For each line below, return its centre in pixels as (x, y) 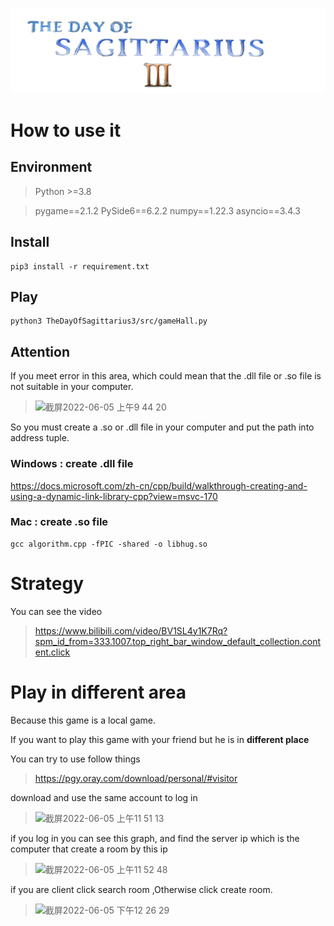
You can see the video (56, 611)
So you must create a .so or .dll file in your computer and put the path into (162, 427)
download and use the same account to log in (104, 797)
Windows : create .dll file (72, 464)
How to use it (66, 130)
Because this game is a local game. (83, 720)
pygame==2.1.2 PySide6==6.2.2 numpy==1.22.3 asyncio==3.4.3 (168, 210)
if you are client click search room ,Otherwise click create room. (141, 889)
